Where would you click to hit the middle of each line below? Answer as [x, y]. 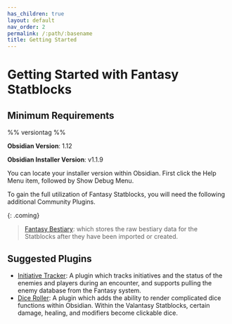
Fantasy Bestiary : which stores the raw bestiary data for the [111, 229]
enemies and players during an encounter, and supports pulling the [115, 283]
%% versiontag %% [37, 132]
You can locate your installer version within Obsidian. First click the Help [112, 174]
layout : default [31, 20]
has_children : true [36, 14]
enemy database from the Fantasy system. [79, 290]
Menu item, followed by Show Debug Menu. [71, 181]
